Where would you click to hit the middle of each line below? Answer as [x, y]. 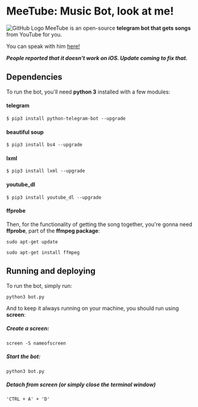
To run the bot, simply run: [39, 286]
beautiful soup [25, 132]
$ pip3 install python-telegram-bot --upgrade [66, 118]
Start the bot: [24, 357]
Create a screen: [28, 329]
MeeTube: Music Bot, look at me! [90, 11]
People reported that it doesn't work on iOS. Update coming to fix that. [97, 58]
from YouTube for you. [34, 34]
